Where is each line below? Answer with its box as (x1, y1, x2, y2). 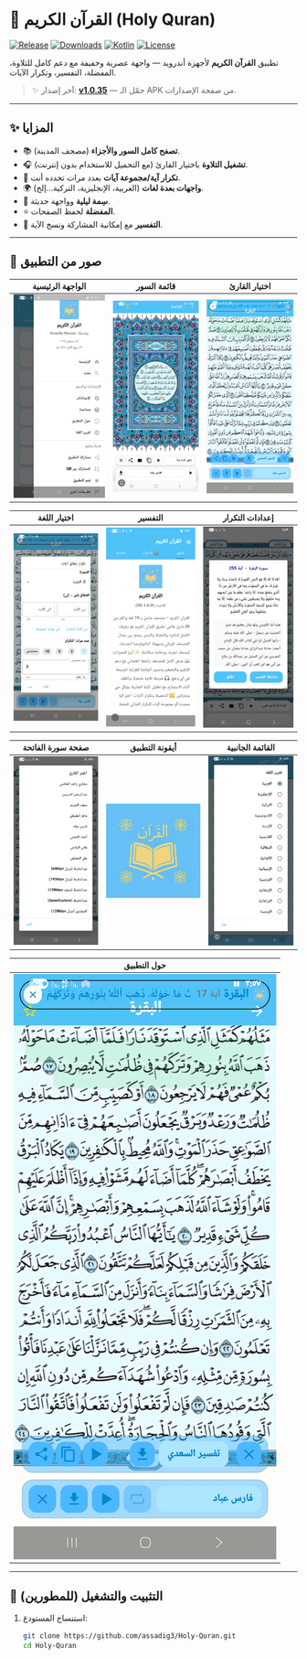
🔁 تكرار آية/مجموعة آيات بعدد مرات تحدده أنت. (22, 172, 181, 183)
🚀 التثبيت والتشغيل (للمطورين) (9, 1588, 164, 1604)
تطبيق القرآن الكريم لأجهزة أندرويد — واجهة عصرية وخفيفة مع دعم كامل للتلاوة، (9, 57, 279, 68)
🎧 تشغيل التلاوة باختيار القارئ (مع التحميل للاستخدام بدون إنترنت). (22, 158, 249, 169)
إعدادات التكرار (222, 512, 274, 523)
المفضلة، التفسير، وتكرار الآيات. (9, 67, 117, 78)
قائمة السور (135, 281, 176, 292)
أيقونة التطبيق (129, 742, 177, 754)
